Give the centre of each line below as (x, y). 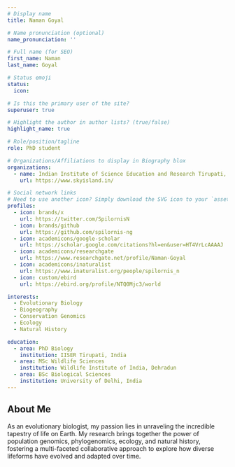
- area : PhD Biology (43, 348)
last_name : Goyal (33, 65)
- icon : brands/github (47, 225)
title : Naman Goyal (36, 20)
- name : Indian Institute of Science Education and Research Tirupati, (120, 174)
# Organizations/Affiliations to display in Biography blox (97, 161)
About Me (29, 409)
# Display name (29, 14)
